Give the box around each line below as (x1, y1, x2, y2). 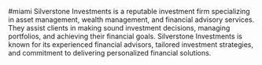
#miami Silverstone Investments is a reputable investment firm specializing (8, 7, 250, 16)
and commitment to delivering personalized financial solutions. (8, 49, 212, 57)
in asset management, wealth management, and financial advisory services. (8, 15, 255, 24)
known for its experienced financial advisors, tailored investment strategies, (8, 40, 254, 49)
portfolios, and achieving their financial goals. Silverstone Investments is (8, 31, 242, 41)
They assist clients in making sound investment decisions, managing (8, 23, 231, 32)
